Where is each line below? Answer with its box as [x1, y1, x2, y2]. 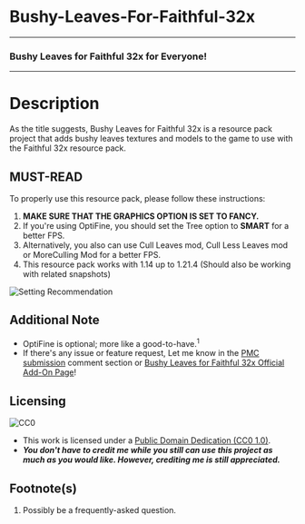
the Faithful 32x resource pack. [9, 143, 127, 153]
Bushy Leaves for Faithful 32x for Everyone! [9, 50, 207, 63]
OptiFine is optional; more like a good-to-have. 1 [22, 336, 200, 349]
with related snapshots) [22, 268, 112, 279]
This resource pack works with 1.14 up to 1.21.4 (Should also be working [22, 259, 291, 270]
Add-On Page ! [22, 367, 77, 378]
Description [9, 94, 100, 114]
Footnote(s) [9, 480, 77, 496]
